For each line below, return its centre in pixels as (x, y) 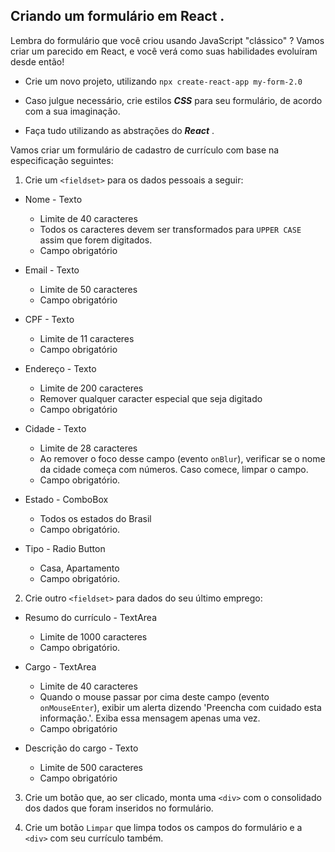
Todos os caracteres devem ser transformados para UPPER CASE (170, 229)
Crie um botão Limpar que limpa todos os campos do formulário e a (163, 827)
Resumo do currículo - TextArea (91, 617)
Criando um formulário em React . (117, 16)
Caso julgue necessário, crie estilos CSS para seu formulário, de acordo (173, 100)
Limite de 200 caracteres (91, 388)
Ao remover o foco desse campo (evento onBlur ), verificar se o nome (182, 458)
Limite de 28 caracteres (88, 448)
